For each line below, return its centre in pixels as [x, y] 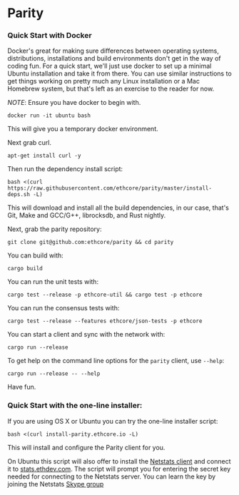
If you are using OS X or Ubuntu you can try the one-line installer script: [113, 421]
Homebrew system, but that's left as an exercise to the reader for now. [111, 89]
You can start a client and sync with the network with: [86, 335]
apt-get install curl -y [44, 156]
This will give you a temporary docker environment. [83, 129]
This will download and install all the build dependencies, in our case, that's [118, 208]
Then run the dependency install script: [65, 169]
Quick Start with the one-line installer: [75, 406]
